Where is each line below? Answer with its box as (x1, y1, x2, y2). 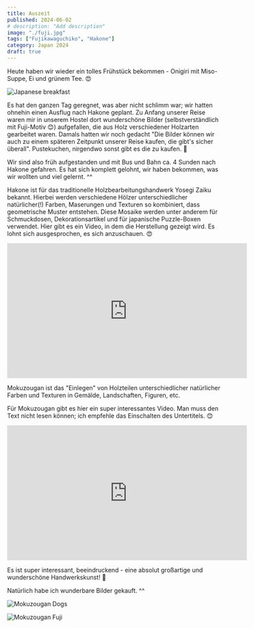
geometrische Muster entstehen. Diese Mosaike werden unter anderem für (7, 207, 218, 216)
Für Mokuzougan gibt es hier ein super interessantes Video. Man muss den (7, 404, 219, 412)
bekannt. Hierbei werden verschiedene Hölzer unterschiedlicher (7, 193, 188, 201)
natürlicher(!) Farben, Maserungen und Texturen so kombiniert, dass (7, 200, 201, 208)
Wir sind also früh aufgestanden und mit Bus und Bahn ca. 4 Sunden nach (7, 158, 216, 166)
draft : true (7, 49, 41, 56)
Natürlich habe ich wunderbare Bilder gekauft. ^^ (7, 586, 145, 594)
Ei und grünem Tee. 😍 (28, 74, 92, 82)
